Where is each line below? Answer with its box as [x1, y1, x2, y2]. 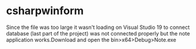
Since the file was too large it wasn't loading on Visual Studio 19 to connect [6, 24, 190, 31]
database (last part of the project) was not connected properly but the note [6, 30, 190, 37]
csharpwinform [6, 4, 84, 18]
